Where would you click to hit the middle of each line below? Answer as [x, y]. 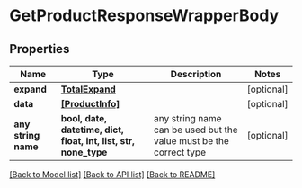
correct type [180, 152]
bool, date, [84, 118]
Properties [40, 49]
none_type [84, 152]
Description [196, 74]
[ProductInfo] [90, 104]
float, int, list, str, [98, 141]
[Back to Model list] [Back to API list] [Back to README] [112, 175]
